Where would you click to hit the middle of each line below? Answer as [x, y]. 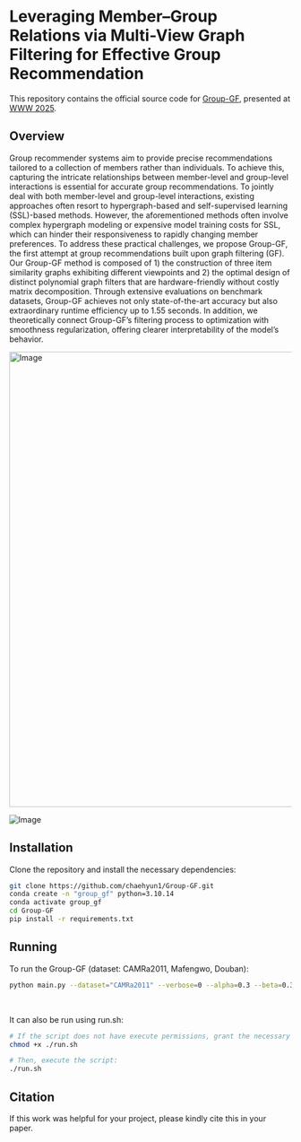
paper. [21, 1128]
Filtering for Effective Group [115, 55]
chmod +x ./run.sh [43, 1044]
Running [34, 947]
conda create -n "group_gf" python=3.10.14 [92, 894]
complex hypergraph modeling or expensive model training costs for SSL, [145, 224]
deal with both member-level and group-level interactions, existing [132, 196]
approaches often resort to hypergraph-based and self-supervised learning [149, 205]
